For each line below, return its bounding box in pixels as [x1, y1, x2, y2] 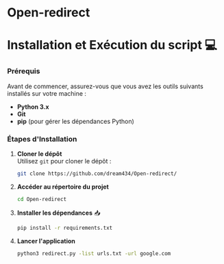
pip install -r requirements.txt [16, 224, 113, 231]
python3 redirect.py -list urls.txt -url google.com [16, 250, 171, 257]
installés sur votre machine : [7, 89, 87, 97]
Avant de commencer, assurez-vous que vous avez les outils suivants [7, 82, 203, 90]
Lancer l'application [16, 237, 75, 245]
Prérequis [7, 66, 40, 76]
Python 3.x [16, 103, 49, 111]
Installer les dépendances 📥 [16, 209, 101, 217]
